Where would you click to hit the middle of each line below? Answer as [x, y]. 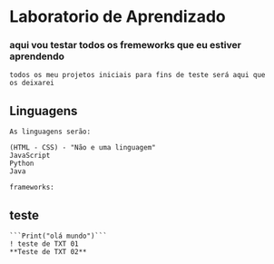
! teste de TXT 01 [44, 244]
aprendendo [37, 56]
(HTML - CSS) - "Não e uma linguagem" [83, 148]
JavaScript [30, 156]
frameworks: [32, 188]
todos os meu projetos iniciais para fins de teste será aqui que [137, 75]
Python [22, 164]
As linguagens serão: [50, 132]
